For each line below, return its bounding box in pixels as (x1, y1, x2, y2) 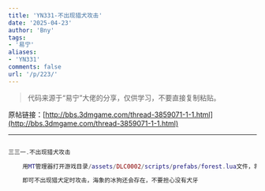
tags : (8, 33, 26, 42)
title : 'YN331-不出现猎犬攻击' (8, 11, 103, 20)
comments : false (8, 63, 62, 71)
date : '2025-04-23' (8, 19, 73, 27)
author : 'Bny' (8, 26, 55, 34)
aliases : (8, 48, 37, 56)
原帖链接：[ (8, 110, 46, 119)
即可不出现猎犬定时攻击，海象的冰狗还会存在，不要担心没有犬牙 (22, 177, 199, 185)
